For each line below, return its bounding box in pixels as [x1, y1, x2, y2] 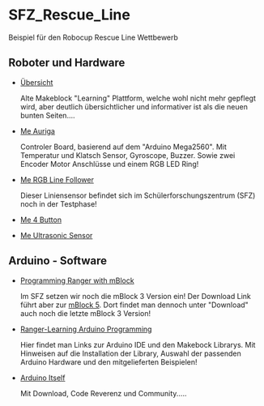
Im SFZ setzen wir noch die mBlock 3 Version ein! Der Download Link [19, 291, 251, 301]
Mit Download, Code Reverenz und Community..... [19, 388, 187, 398]
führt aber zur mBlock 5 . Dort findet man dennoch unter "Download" [19, 300, 249, 310]
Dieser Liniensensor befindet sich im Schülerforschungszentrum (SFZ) [19, 190, 256, 200]
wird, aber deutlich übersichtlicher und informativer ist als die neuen [19, 101, 249, 111]
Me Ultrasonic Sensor [19, 230, 93, 240]
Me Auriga [19, 126, 55, 135]
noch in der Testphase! [19, 199, 97, 208]
